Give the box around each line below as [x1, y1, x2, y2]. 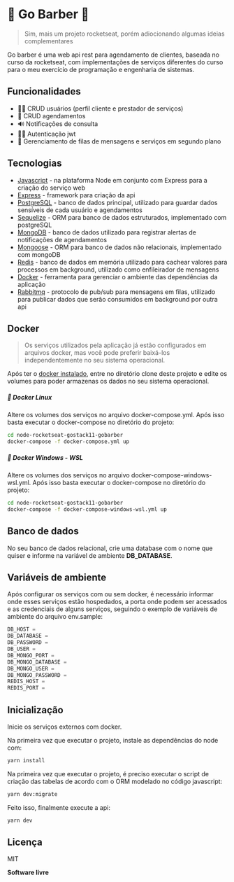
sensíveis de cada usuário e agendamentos [17, 206, 143, 214]
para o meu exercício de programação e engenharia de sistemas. [7, 65, 195, 73]
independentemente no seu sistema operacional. [24, 356, 166, 365]
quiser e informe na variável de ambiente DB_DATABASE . [7, 551, 173, 559]
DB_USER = [7, 645, 36, 653]
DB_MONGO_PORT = [7, 652, 54, 659]
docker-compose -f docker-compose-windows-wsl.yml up [7, 505, 168, 513]
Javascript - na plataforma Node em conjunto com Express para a [17, 176, 207, 184]
